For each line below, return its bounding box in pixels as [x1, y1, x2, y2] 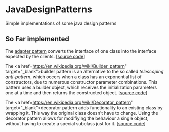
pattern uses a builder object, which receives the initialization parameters [5, 84, 157, 90]
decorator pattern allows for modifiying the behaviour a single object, [5, 115, 149, 121]
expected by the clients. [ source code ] [5, 53, 86, 59]
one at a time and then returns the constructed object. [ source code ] [5, 89, 148, 96]
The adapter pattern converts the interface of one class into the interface [5, 48, 157, 54]
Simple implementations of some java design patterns [5, 20, 117, 26]
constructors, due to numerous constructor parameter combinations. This [5, 79, 158, 85]
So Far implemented [5, 35, 69, 43]
